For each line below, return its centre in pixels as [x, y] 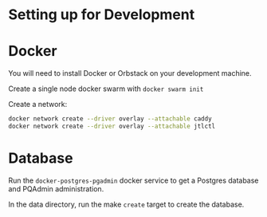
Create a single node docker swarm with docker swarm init [106, 89]
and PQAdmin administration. [56, 188]
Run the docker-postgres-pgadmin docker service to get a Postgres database [133, 180]
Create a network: [38, 105]
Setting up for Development [102, 15]
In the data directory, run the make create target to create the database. [126, 204]
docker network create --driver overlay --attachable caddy [110, 119]
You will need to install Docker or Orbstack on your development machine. [130, 73]
